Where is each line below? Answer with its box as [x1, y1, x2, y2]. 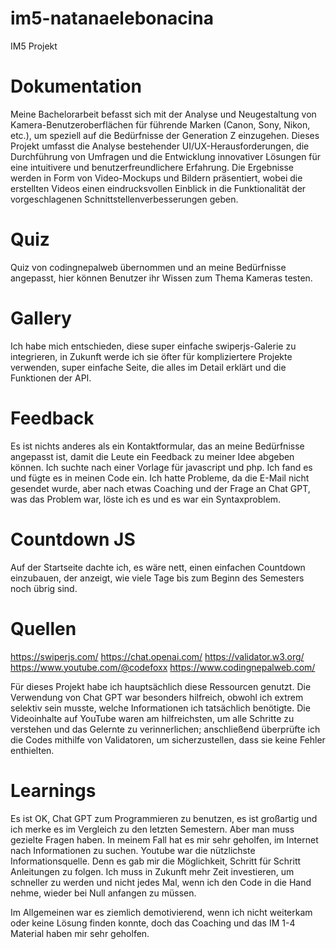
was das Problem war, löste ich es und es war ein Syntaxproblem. [10, 493, 282, 505]
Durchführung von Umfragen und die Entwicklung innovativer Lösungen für [10, 150, 322, 162]
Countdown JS [10, 528, 136, 551]
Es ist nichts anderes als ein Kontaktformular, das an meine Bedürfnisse [10, 440, 305, 452]
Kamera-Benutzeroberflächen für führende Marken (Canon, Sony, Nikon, [10, 118, 311, 131]
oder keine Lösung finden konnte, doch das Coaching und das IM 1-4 [10, 917, 296, 929]
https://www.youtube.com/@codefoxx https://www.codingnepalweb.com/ [10, 661, 316, 673]
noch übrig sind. [10, 582, 78, 594]
